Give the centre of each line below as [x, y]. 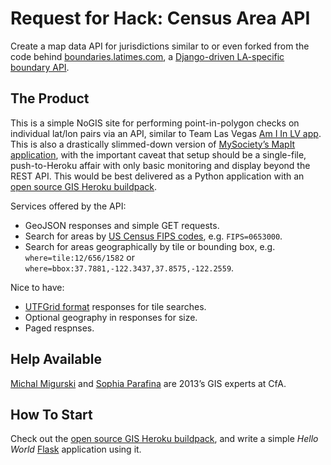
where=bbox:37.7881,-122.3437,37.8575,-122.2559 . [129, 268]
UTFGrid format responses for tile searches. [115, 306]
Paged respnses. [59, 328]
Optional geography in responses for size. [111, 317]
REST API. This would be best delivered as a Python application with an [157, 176]
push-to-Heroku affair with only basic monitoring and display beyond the [160, 165]
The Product [50, 98]
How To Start [51, 414]
